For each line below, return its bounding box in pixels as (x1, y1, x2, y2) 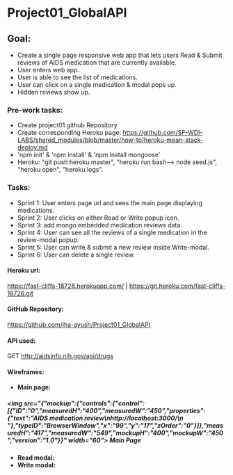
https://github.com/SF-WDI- (122, 129, 203, 137)
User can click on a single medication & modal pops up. (17, 81, 177, 88)
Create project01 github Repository (17, 121, 118, 129)
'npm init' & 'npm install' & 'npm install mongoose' (17, 151, 161, 159)
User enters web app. (17, 66, 80, 74)
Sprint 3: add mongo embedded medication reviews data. (17, 220, 183, 229)
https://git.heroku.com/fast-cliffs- (129, 282, 226, 290)
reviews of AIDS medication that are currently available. (17, 58, 177, 67)
